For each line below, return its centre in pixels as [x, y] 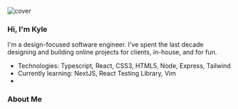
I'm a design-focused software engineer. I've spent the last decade [106, 45]
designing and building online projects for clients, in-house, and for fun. [112, 52]
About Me [25, 99]
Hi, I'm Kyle [27, 29]
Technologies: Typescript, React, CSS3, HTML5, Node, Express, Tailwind [124, 66]
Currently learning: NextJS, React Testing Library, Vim [97, 74]
